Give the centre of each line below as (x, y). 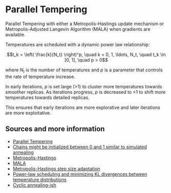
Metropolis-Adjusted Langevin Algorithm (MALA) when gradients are (78, 29)
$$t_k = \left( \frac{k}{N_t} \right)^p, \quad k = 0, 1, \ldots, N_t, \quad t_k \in (86, 54)
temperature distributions (40, 179)
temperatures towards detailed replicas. (47, 97)
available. (15, 34)
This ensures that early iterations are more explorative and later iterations (83, 107)
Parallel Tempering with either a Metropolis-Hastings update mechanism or (85, 24)
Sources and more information (55, 129)
